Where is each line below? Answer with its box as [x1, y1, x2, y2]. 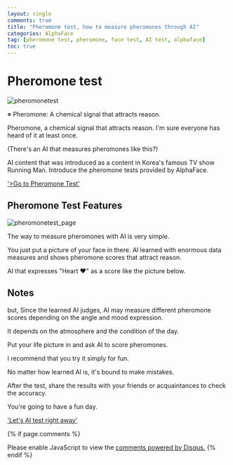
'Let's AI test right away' [7, 416, 78, 424]
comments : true [7, 17, 52, 24]
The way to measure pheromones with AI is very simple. [7, 232, 170, 240]
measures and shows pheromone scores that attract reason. [7, 253, 182, 261]
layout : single [7, 10, 52, 18]
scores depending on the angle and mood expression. [7, 313, 164, 322]
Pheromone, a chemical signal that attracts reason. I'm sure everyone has [7, 124, 220, 132]
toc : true [7, 43, 36, 50]
